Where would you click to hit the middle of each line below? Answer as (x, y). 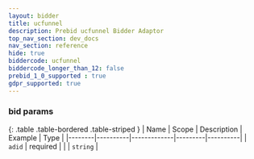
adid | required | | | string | (53, 146)
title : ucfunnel (35, 23)
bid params (31, 111)
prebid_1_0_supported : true (57, 76)
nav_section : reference (48, 46)
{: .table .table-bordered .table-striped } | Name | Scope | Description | (125, 129)
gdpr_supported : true (45, 83)
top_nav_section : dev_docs (54, 38)
